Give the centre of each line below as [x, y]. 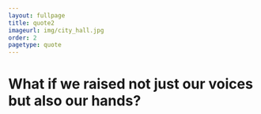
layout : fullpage [37, 15]
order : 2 [23, 38]
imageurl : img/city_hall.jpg [56, 30]
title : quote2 [32, 23]
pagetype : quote [35, 45]
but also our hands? [75, 101]
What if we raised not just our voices [130, 84]
